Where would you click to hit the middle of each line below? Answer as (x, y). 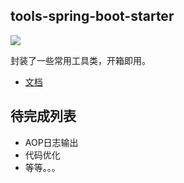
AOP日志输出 (51, 142)
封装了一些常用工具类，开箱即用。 (80, 60)
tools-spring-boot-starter (92, 16)
